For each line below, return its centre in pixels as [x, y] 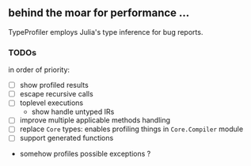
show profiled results [54, 85]
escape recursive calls [56, 94]
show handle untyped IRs [73, 112]
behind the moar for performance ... [99, 13]
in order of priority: [39, 70]
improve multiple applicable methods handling [95, 120]
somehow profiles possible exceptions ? [85, 154]
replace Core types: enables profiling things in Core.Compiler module [131, 129]
